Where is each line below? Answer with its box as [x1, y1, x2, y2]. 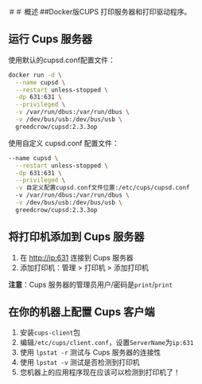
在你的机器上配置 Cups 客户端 [8, 305, 155, 319]
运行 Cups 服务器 [8, 33, 93, 46]
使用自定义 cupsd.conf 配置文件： [8, 138, 119, 147]
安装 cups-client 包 [19, 327, 81, 337]
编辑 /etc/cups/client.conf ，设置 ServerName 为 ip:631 [19, 338, 194, 347]
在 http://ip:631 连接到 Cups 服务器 [19, 253, 134, 262]
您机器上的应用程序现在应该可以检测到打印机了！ [19, 367, 181, 377]
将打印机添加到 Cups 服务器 [8, 230, 145, 244]
